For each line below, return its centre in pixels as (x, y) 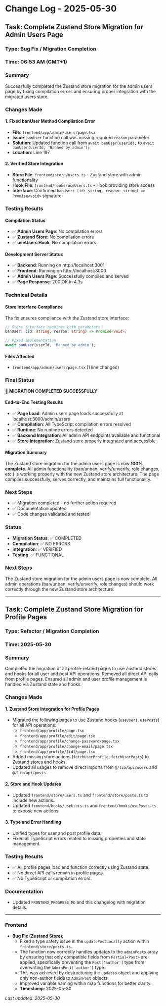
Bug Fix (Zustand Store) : (38, 936)
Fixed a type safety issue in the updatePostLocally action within (84, 941)
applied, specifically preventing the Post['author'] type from (82, 962)
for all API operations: (34, 725)
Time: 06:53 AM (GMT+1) (36, 62)
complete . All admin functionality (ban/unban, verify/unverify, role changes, (82, 469)
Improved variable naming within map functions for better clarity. (85, 983)
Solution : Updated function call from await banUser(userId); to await (83, 143)
